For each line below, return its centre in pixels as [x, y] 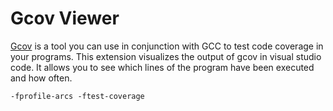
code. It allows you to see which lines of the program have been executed [162, 67]
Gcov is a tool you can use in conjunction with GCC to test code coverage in [167, 46]
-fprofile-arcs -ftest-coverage [77, 96]
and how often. [41, 78]
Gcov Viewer [65, 18]
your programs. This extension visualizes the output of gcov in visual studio [166, 56]
